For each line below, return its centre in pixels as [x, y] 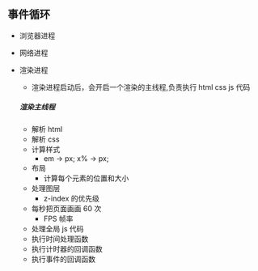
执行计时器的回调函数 [67, 248]
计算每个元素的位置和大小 [86, 178]
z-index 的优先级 [72, 198]
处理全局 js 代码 [57, 228]
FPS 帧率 [58, 218]
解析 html [47, 129]
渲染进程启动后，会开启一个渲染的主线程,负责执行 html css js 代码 [141, 87]
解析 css [45, 139]
